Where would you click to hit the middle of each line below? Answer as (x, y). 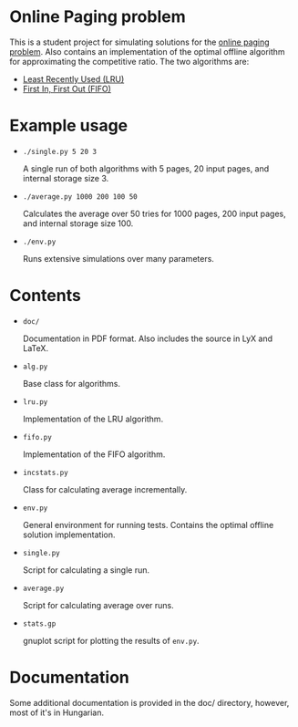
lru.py (35, 402)
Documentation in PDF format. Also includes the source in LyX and (148, 338)
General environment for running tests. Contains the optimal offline (148, 524)
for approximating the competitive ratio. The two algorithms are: (129, 61)
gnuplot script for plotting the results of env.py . (111, 640)
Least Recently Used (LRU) (73, 78)
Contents (46, 296)
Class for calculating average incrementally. (105, 489)
